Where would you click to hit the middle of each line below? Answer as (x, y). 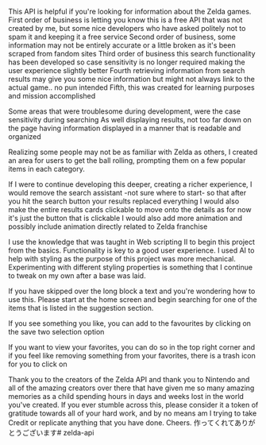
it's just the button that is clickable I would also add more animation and (125, 218)
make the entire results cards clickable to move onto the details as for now (130, 209)
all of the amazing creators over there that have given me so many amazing (131, 388)
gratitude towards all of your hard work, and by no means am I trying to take (133, 413)
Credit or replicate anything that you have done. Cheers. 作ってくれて (121, 423)
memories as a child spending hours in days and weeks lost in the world (126, 396)
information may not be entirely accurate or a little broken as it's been (122, 45)
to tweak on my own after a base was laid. (77, 276)
